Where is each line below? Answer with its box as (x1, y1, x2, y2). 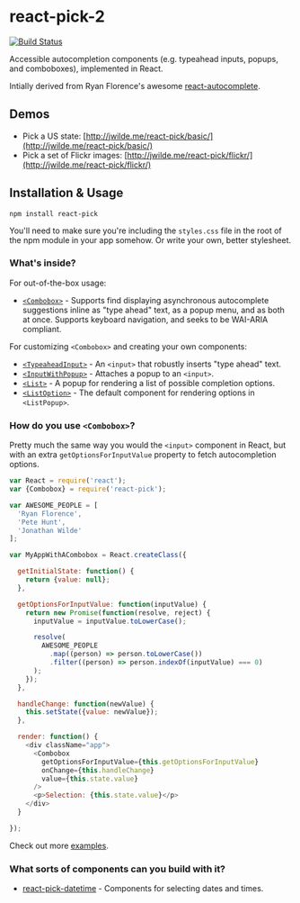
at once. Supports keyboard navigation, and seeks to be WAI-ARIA (22, 313, 269, 325)
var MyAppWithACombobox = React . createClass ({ (9, 551, 187, 560)
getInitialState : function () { (17, 567, 135, 576)
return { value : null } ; (25, 575, 110, 584)
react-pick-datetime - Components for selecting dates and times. (22, 883, 264, 894)
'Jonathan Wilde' (17, 526, 83, 535)
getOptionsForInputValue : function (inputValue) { (17, 600, 207, 609)
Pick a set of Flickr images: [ (22, 149, 128, 160)
